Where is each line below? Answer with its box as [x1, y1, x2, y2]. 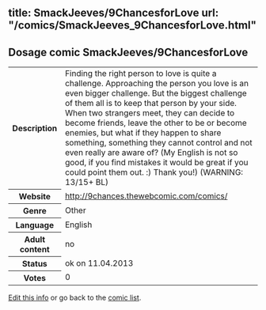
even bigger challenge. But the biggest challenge [64, 88, 247, 99]
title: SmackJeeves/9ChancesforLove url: [8, 6, 219, 20]
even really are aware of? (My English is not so [64, 147, 238, 158]
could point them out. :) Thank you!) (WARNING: [64, 167, 244, 178]
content [19, 244, 50, 255]
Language [15, 219, 54, 230]
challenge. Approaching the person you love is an [64, 78, 249, 89]
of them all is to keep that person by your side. [64, 98, 237, 109]
